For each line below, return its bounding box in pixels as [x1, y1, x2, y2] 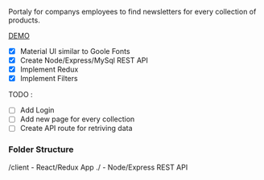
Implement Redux [19, 64, 79, 75]
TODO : [8, 90, 34, 100]
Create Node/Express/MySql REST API [19, 55, 149, 65]
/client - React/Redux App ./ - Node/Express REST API [8, 162, 188, 172]
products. [8, 15, 40, 25]
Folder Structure [8, 144, 74, 155]
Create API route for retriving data [19, 124, 133, 133]
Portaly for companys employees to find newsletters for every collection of [8, 7, 257, 16]
